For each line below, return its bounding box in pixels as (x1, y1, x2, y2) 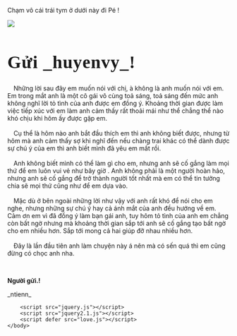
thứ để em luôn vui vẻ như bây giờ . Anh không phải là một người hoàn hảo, (7, 166, 226, 175)
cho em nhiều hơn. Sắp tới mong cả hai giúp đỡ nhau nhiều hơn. (7, 226, 193, 235)
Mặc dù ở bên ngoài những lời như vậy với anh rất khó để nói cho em (13, 196, 213, 205)
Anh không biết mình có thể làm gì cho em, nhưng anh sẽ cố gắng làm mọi (13, 159, 229, 167)
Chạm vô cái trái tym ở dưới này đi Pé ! (7, 6, 120, 14)
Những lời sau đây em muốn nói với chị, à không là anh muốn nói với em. (13, 84, 224, 92)
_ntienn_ (7, 289, 32, 299)
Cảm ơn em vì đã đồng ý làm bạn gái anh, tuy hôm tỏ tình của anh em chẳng (7, 211, 229, 220)
